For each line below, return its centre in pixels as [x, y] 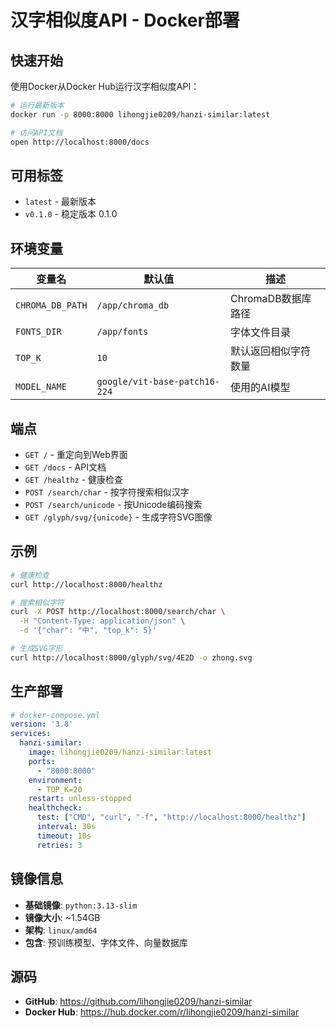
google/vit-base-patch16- [158, 382]
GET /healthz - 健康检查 [74, 479]
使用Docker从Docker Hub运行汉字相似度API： [105, 86]
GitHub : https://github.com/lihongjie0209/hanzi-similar [138, 1002]
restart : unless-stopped [80, 799]
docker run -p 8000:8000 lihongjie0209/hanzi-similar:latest [140, 114]
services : [31, 734]
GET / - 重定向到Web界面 [76, 454]
